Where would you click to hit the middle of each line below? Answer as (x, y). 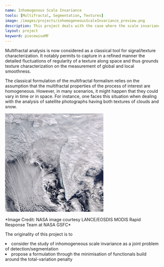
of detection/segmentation (32, 249)
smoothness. (18, 71)
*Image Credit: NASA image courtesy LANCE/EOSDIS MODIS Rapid (73, 219)
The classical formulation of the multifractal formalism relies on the (72, 81)
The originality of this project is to (39, 234)
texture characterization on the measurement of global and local (70, 66)
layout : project (21, 31)
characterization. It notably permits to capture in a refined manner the (75, 56)
